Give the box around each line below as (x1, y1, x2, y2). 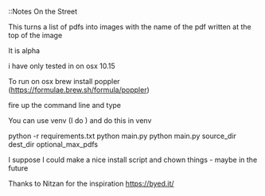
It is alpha (8, 46, 41, 55)
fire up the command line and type (8, 101, 122, 110)
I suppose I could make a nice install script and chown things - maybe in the (8, 155, 258, 164)
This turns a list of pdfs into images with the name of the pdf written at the (8, 22, 252, 31)
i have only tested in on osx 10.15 (8, 61, 115, 71)
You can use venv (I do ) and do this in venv (8, 116, 152, 125)
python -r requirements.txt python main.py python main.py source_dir (8, 131, 237, 140)
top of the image (8, 31, 63, 40)
